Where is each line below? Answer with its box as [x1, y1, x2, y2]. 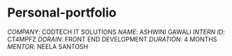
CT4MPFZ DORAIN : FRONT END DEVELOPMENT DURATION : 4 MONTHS [7, 35, 217, 43]
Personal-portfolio [7, 5, 117, 21]
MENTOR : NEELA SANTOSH [7, 42, 89, 50]
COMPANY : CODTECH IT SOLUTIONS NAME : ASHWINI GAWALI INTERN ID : [7, 28, 226, 36]
